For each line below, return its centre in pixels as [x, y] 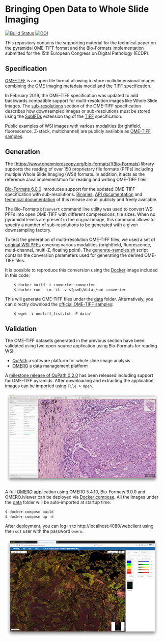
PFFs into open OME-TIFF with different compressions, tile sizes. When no [80, 214]
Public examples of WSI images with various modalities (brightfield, [73, 126]
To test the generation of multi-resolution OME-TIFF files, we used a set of [80, 239]
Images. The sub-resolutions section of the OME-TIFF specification [73, 106]
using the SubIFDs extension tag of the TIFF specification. [64, 116]
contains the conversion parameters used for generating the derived [74, 255]
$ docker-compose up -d [29, 517]
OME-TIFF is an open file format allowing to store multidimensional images [80, 80]
